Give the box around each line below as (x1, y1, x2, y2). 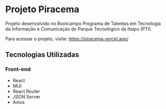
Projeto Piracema (5, 4, 80, 15)
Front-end (5, 66, 31, 73)
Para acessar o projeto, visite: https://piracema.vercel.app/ (5, 36, 129, 42)
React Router (12, 88, 40, 94)
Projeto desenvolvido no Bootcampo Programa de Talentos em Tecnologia (5, 20, 161, 26)
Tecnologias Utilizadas (5, 50, 79, 59)
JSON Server (12, 93, 41, 100)
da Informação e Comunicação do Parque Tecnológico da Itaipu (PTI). (5, 25, 152, 32)
